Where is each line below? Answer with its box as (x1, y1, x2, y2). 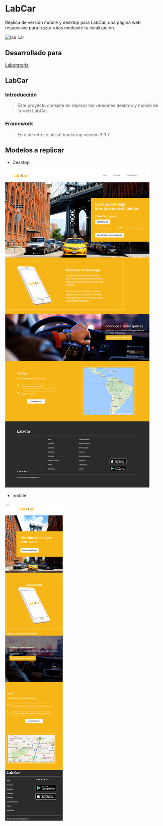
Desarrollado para (5, 49, 62, 57)
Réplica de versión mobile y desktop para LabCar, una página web (5, 19, 141, 25)
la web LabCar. (17, 108, 48, 114)
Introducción (5, 92, 37, 98)
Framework (5, 120, 33, 127)
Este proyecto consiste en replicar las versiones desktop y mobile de (17, 102, 159, 108)
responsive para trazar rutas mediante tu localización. (5, 24, 115, 30)
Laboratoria (5, 62, 29, 68)
